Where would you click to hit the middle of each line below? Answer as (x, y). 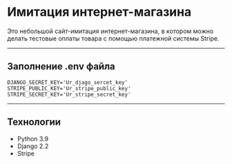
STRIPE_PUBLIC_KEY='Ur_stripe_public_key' (69, 88)
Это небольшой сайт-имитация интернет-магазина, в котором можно (110, 31)
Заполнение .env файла (61, 66)
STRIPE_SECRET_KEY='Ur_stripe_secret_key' (69, 94)
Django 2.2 (33, 146)
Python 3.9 (33, 139)
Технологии (34, 122)
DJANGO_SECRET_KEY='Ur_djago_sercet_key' (68, 82)
